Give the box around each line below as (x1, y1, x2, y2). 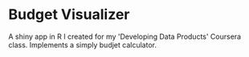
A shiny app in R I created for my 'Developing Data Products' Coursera (8, 32, 242, 41)
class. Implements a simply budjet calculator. (8, 40, 157, 49)
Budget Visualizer (8, 6, 130, 24)
